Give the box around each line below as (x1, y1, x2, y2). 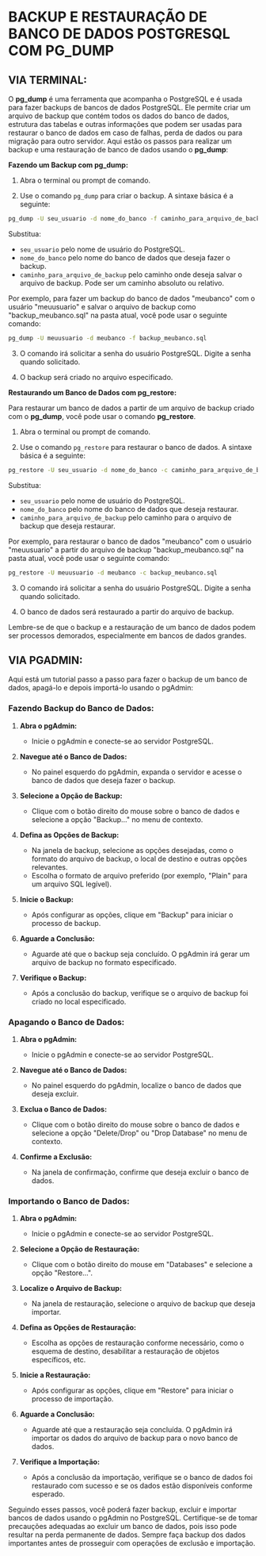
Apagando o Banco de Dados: (8, 1016, 125, 1028)
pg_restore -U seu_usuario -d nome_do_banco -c (8, 466, 169, 474)
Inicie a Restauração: (19, 1370, 91, 1380)
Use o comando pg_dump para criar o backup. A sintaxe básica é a (19, 191, 234, 200)
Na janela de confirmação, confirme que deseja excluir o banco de (31, 1167, 249, 1177)
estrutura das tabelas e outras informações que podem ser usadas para (8, 120, 242, 129)
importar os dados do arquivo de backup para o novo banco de (31, 1433, 238, 1443)
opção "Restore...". (31, 1268, 93, 1277)
